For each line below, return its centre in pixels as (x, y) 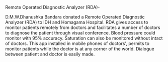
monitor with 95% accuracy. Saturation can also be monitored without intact (84, 38)
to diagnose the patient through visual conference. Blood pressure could (80, 33)
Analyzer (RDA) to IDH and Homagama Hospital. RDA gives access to (77, 22)
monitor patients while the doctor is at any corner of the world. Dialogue (80, 49)
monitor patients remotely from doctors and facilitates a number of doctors (83, 27)
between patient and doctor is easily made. (50, 54)
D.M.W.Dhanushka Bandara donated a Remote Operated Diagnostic (75, 17)
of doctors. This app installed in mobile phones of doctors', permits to (77, 43)
